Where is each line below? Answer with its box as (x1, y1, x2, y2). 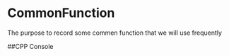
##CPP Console (7, 42, 54, 50)
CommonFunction (7, 5, 115, 21)
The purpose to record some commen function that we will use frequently (7, 28, 223, 37)
